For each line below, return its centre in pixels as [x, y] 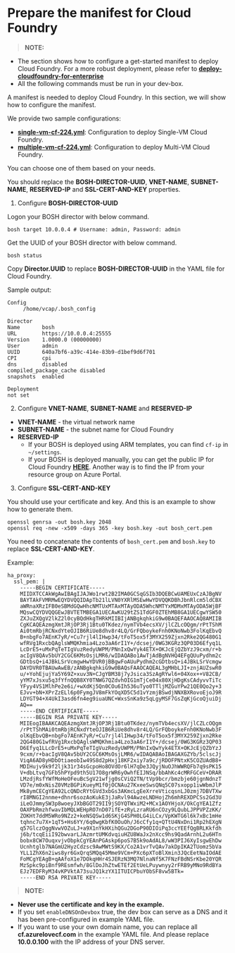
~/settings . [45, 452]
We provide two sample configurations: [64, 118]
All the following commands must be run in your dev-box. [101, 83]
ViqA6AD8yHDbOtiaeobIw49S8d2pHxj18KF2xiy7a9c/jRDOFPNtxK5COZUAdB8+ [121, 760]
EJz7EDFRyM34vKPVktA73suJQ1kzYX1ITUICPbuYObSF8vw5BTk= [102, 871]
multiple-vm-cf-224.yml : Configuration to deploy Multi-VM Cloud [114, 147]
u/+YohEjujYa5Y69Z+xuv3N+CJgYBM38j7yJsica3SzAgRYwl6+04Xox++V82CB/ [121, 674]
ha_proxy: [22, 575]
